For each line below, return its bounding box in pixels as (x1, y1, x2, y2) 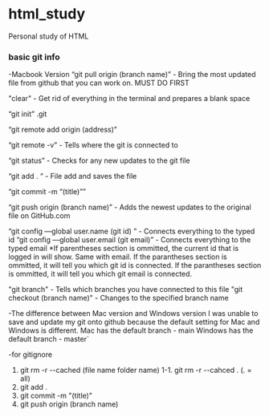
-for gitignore (8, 350, 53, 359)
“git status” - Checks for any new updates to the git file (8, 156, 190, 165)
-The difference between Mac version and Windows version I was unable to (8, 309, 259, 318)
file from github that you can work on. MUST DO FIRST (8, 78, 190, 88)
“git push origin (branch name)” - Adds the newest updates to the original (8, 202, 251, 213)
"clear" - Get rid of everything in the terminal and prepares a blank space (8, 94, 251, 103)
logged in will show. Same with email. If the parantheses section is (8, 252, 227, 261)
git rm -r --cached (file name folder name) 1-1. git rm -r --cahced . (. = (19, 366, 252, 375)
